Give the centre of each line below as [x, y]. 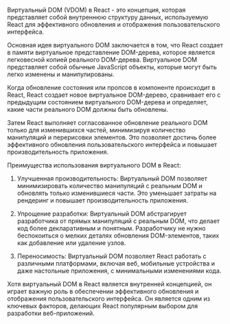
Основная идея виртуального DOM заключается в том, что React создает [115, 45]
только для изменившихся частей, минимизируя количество [96, 130]
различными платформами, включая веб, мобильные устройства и [116, 263]
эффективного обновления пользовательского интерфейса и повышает [112, 144]
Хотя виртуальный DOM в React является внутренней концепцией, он [110, 284]
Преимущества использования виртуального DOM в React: [94, 165]
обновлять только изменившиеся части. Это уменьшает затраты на [117, 193]
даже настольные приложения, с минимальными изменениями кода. [119, 271]
